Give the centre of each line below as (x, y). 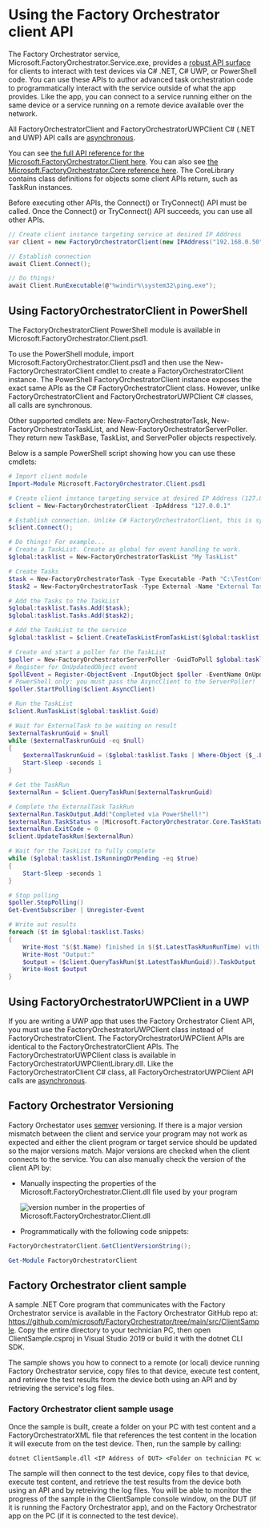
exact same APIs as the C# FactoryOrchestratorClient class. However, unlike (134, 388)
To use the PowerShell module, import (71, 354)
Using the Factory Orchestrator (114, 15)
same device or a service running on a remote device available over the (126, 105)
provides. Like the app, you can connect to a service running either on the (130, 96)
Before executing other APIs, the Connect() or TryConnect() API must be (128, 203)
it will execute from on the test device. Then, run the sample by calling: (125, 1443)
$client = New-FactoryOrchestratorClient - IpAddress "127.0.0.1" (119, 506)
